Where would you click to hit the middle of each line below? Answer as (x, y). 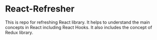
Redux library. (19, 32)
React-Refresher (40, 9)
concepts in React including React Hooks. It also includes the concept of (79, 27)
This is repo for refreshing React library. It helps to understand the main (78, 22)
